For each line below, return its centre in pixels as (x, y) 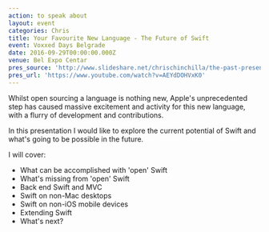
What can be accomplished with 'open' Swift (94, 170)
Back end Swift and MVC (61, 187)
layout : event (32, 23)
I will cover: (27, 154)
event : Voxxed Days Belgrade (57, 46)
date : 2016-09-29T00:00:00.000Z (62, 53)
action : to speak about (48, 16)
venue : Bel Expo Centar (48, 61)
